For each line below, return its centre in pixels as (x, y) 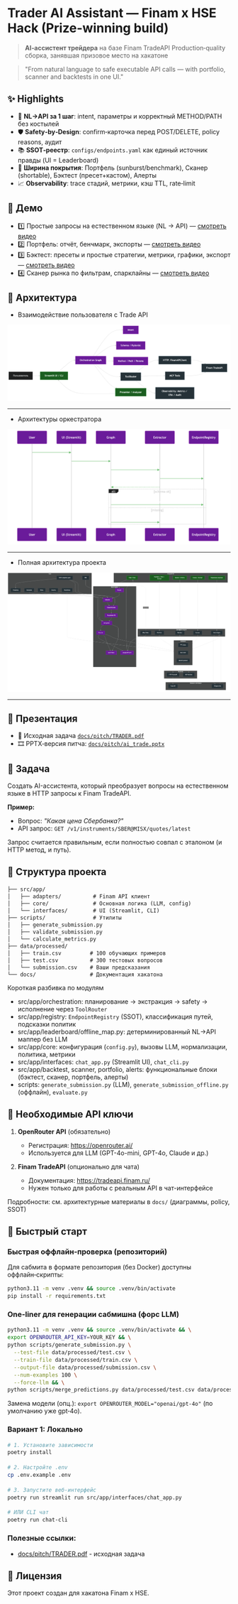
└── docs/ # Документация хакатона (85, 975)
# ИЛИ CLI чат (28, 1512)
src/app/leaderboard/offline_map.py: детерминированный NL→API (117, 1031)
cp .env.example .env (39, 1475)
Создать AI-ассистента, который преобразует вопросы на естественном (118, 786)
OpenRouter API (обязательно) (64, 1132)
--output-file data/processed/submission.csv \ (85, 1367)
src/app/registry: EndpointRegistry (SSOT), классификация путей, (115, 1017)
